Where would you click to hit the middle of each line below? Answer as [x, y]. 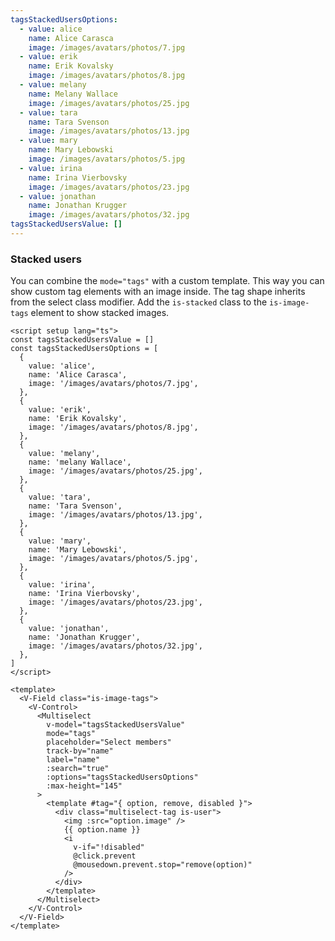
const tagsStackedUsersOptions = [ [84, 349]
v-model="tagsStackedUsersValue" [116, 725]
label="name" [73, 760]
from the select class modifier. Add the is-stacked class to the [139, 302]
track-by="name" [80, 751]
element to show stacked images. [100, 313]
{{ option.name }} [102, 830]
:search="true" [78, 769]
